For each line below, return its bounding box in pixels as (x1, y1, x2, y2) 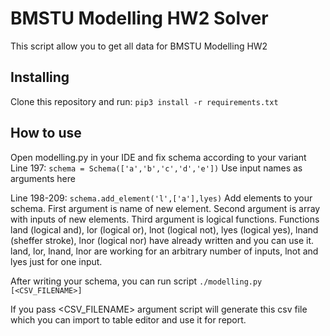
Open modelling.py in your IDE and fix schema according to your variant (10, 151, 307, 163)
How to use (10, 125, 82, 142)
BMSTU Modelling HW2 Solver (10, 7, 269, 30)
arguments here (10, 172, 76, 184)
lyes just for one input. (10, 255, 103, 267)
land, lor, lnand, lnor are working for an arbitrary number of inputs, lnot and (10, 245, 319, 257)
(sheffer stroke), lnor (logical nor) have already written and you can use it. (10, 234, 315, 246)
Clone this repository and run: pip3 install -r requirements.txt (10, 95, 279, 107)
